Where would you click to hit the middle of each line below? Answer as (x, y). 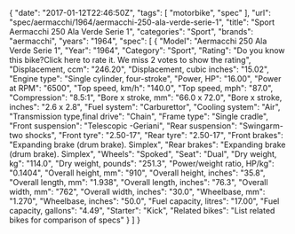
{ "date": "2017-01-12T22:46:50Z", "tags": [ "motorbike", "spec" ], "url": (140, 13)
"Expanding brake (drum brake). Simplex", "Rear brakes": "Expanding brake (147, 144)
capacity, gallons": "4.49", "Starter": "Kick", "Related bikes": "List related (142, 211)
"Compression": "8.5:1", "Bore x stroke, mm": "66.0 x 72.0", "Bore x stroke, (146, 97)
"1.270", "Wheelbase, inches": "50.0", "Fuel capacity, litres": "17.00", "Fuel (144, 201)
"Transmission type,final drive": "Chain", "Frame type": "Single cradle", (139, 116)
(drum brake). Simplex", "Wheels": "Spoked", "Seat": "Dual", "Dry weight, (143, 154)
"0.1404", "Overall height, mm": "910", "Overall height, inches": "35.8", (137, 173)
